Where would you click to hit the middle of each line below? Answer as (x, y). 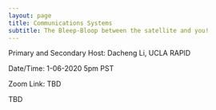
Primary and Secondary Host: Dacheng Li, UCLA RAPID (100, 53)
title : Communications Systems (60, 23)
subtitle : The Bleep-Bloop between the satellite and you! (109, 30)
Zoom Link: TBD (35, 84)
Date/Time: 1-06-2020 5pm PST (61, 69)
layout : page (30, 16)
